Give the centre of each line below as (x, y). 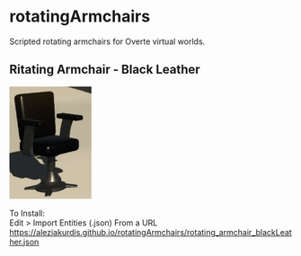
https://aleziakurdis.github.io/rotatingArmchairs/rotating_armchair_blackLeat (150, 232)
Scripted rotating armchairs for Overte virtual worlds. (107, 41)
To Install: (27, 213)
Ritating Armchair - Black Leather (105, 70)
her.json (24, 242)
